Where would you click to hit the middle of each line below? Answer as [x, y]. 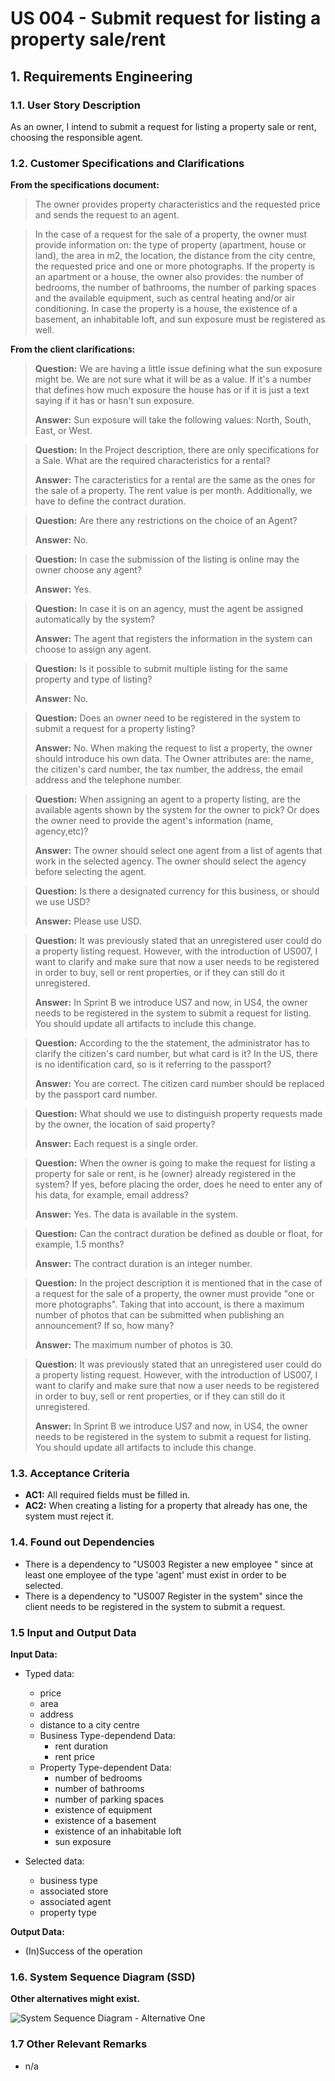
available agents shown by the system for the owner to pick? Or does [177, 810]
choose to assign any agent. [93, 649]
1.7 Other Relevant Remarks [79, 2044]
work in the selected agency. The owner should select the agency [170, 861]
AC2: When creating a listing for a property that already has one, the [166, 1506]
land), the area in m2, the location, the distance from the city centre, [175, 256]
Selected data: [54, 1861]
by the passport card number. [96, 1094]
